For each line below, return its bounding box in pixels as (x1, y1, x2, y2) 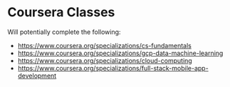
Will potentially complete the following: (7, 28, 121, 36)
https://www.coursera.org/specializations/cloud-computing (17, 56, 192, 64)
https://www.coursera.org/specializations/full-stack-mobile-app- (17, 64, 209, 72)
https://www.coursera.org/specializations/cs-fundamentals (17, 41, 192, 50)
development (17, 71, 57, 80)
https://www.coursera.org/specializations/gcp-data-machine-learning (17, 49, 224, 57)
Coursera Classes (7, 4, 115, 21)
